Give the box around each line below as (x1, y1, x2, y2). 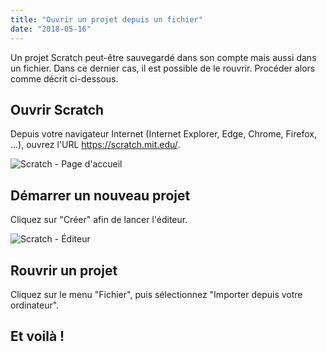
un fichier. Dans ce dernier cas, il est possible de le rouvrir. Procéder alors (10, 62, 316, 74)
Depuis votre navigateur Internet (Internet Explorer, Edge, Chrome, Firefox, (10, 128, 317, 140)
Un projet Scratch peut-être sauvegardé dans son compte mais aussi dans (10, 51, 317, 63)
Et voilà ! (10, 328, 65, 345)
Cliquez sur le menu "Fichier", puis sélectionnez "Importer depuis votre (10, 288, 303, 300)
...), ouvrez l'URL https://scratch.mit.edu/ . (10, 139, 181, 151)
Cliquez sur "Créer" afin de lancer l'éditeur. (10, 214, 188, 226)
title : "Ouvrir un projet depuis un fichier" (10, 14, 203, 25)
